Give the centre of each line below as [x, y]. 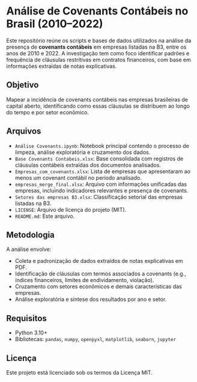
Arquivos [24, 131]
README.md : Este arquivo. [45, 216]
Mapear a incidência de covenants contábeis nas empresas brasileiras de [97, 99]
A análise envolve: [29, 249]
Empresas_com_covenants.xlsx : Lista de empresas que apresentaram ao [103, 171]
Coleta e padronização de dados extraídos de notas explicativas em [99, 261]
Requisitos [26, 318]
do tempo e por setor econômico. [47, 112]
